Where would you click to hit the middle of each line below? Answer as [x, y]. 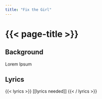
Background [24, 52]
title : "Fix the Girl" [28, 10]
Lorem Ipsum [18, 64]
